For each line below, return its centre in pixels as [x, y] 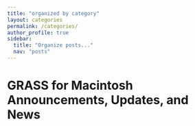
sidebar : [20, 39]
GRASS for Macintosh [70, 86]
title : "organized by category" [53, 13]
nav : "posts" [32, 52]
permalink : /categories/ [43, 26]
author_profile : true [38, 33]
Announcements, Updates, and [98, 100]
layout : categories [35, 20]
